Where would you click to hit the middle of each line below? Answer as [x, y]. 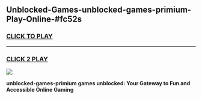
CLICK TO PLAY [29, 37]
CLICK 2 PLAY [27, 59]
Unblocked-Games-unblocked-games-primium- [99, 10]
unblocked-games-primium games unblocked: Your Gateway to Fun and [98, 83]
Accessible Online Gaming [40, 89]
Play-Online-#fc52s [44, 19]
